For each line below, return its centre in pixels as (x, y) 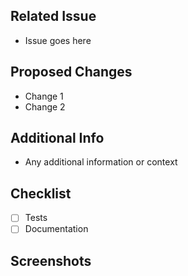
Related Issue (53, 16)
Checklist (41, 193)
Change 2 (45, 106)
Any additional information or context (101, 162)
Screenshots (51, 260)
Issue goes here (58, 40)
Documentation (56, 229)
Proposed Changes (71, 72)
